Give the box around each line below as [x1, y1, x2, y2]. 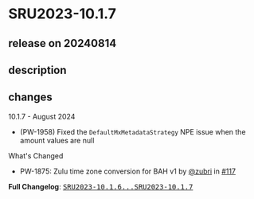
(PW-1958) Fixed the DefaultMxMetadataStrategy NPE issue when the [19, 127, 246, 136]
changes [8, 91, 53, 104]
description [8, 63, 67, 76]
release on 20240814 [8, 37, 117, 50]
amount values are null [19, 135, 95, 145]
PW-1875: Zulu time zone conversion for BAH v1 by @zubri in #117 [19, 166, 236, 176]
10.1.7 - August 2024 [8, 111, 76, 121]
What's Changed [8, 150, 64, 160]
